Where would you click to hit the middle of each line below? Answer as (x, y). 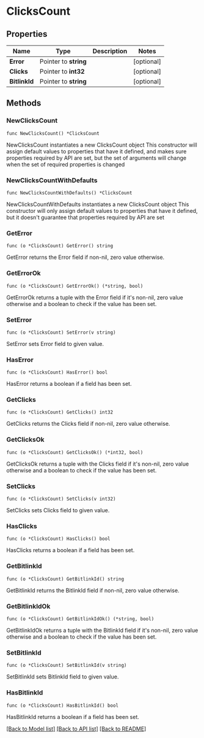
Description (110, 51)
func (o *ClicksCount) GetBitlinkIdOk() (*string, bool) (80, 619)
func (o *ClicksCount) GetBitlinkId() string (65, 579)
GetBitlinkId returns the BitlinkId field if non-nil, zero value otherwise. (93, 590)
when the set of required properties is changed (66, 164)
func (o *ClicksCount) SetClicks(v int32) (61, 499)
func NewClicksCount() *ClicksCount (53, 133)
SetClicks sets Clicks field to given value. (58, 510)
